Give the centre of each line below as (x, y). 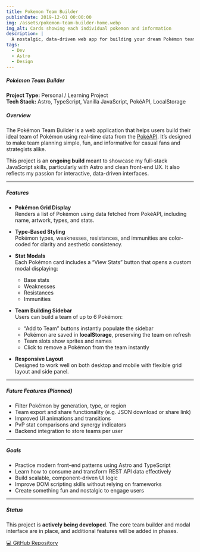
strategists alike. (26, 149)
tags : (13, 45)
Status (15, 510)
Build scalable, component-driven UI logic (66, 478)
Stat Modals (30, 256)
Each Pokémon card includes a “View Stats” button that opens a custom (103, 262)
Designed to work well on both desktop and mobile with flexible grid (98, 365)
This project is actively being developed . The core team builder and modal (98, 525)
